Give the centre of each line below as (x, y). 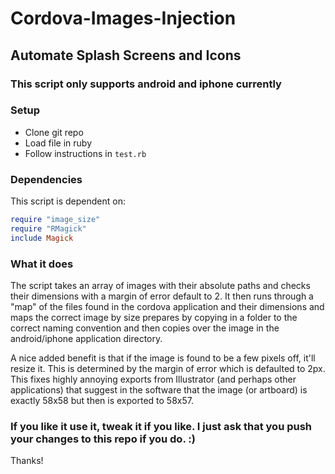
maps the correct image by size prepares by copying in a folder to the (154, 318)
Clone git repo (54, 132)
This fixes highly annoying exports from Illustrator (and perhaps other (153, 379)
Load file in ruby (58, 143)
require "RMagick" (48, 228)
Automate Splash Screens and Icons (126, 55)
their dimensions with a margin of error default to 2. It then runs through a (162, 296)
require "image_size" (55, 220)
